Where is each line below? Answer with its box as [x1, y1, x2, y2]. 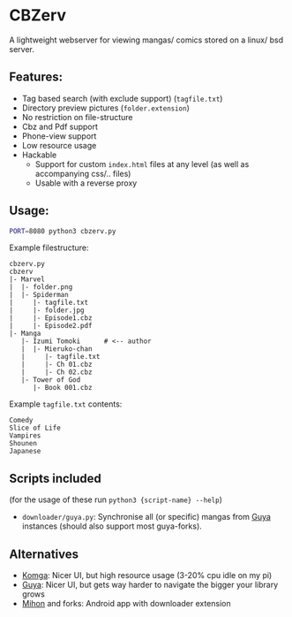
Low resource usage [21, 140, 97, 150]
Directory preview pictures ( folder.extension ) [21, 103, 190, 113]
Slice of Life [9, 423, 62, 433]
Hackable [21, 149, 57, 160]
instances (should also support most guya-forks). [21, 521, 203, 531]
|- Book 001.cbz [32, 384, 93, 392]
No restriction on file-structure [21, 111, 133, 122]
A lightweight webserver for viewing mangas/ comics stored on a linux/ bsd [9, 34, 284, 45]
